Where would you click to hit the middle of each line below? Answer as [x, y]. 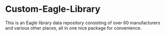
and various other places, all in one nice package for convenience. [74, 28]
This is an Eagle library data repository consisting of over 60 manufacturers [83, 23]
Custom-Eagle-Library [53, 9]
